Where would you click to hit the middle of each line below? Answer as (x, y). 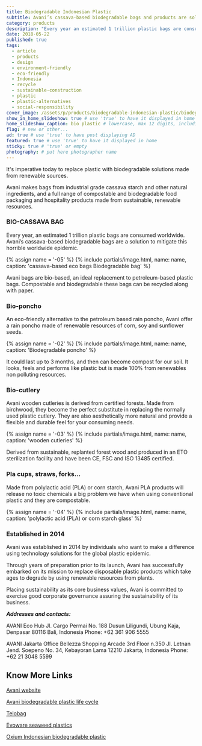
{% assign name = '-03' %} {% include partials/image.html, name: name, (96, 434)
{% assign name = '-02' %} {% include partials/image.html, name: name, (96, 343)
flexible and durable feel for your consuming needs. (70, 422)
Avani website (23, 690)
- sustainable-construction (47, 90)
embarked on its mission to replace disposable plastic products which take (99, 571)
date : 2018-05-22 (28, 34)
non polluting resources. (36, 375)
